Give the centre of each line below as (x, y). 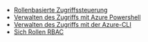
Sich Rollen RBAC (39, 32)
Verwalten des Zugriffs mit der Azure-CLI (72, 24)
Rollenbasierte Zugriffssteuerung (61, 10)
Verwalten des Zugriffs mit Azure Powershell (77, 17)
